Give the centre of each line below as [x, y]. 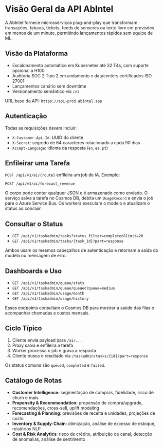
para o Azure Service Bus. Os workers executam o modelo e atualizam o [78, 203]
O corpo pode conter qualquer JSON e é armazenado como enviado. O [76, 193]
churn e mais [25, 398]
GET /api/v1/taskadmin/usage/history [50, 299]
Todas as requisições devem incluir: [41, 128]
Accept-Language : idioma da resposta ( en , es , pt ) [60, 148]
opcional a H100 [28, 70]
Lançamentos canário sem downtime [49, 86]
